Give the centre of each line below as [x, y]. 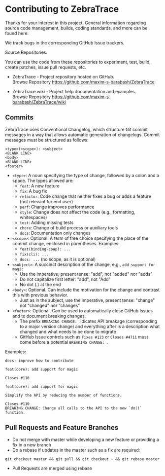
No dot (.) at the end [40, 284]
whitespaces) [33, 217]
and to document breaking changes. [49, 316]
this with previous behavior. [40, 295]
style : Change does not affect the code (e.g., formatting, [77, 212]
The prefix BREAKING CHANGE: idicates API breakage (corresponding [88, 321]
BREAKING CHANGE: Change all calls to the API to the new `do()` [73, 408]
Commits [19, 118]
